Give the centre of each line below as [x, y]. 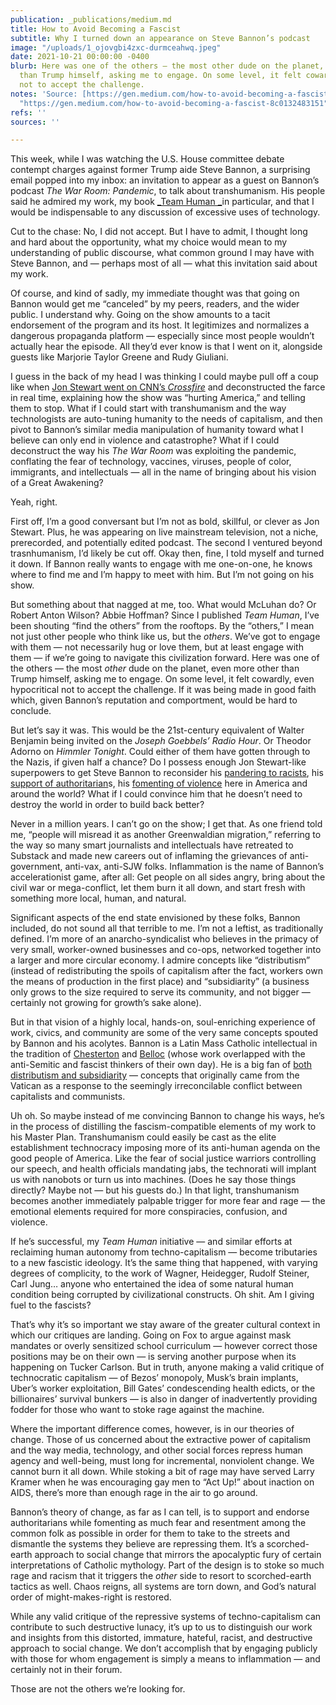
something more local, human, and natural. [98, 898]
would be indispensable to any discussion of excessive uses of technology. [165, 212]
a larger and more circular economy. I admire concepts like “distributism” [160, 960]
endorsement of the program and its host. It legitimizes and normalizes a [160, 325]
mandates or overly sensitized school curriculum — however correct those [164, 1346]
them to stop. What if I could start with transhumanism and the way [148, 408]
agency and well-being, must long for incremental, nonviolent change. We [162, 1461]
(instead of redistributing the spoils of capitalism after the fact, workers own [166, 971]
